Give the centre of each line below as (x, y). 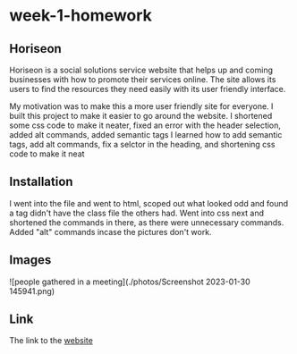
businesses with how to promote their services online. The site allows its (143, 80)
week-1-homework (81, 16)
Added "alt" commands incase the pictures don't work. (110, 232)
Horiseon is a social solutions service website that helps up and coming (141, 70)
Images (30, 260)
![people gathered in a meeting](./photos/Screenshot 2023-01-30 (130, 282)
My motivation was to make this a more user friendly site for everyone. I (141, 106)
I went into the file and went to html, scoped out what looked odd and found (149, 203)
